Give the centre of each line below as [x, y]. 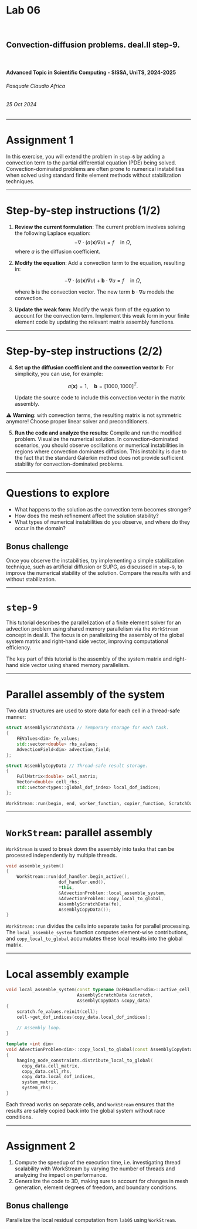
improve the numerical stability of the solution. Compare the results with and [98, 573]
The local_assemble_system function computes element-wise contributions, [97, 932]
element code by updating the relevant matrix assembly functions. [94, 322]
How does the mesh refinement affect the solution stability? [87, 516]
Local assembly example [68, 974]
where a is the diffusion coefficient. [57, 252]
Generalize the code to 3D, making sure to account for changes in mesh [101, 1181]
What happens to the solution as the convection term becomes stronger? [103, 509]
